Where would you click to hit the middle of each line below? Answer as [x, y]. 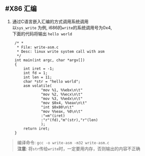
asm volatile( [38, 86]
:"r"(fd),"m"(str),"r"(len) [70, 120]
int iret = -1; [39, 68]
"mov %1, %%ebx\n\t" [62, 90]
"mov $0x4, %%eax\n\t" [64, 103]
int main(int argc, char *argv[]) [50, 60]
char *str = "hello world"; [52, 81]
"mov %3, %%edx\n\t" [62, 99]
